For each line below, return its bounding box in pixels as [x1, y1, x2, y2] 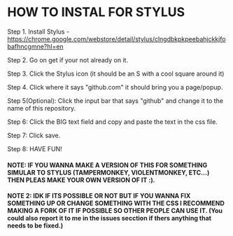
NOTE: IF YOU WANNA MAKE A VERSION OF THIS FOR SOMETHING [7, 160, 208, 169]
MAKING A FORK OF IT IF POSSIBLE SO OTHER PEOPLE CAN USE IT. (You [7, 207, 223, 215]
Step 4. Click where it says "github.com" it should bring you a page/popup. [7, 83, 223, 91]
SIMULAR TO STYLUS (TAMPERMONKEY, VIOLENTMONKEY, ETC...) [7, 168, 210, 176]
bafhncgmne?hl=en [7, 42, 64, 50]
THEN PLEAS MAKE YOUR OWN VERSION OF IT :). [7, 176, 155, 184]
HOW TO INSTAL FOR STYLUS [7, 4, 185, 20]
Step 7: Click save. [7, 131, 61, 139]
